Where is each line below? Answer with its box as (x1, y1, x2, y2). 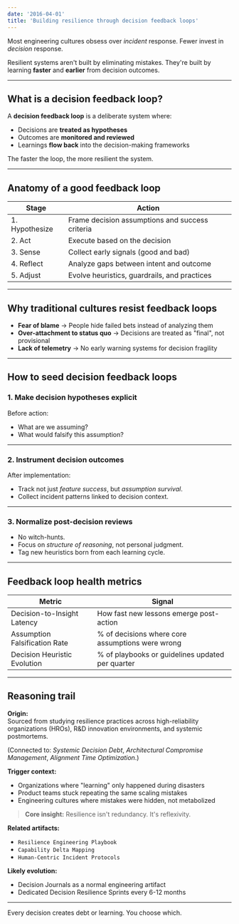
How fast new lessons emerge (97, 609, 198, 619)
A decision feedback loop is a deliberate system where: (7, 112, 172, 120)
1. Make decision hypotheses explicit (7, 393, 137, 403)
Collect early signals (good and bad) (68, 247, 190, 257)
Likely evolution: (7, 866, 58, 875)
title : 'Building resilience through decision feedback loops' (7, 17, 199, 24)
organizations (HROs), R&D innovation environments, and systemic (7, 724, 203, 733)
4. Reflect (11, 259, 43, 269)
